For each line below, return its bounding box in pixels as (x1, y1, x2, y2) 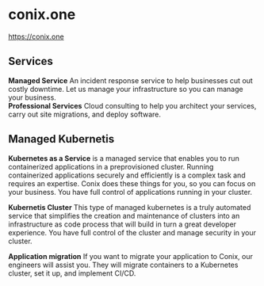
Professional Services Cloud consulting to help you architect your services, (8, 101, 257, 110)
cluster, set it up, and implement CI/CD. (8, 268, 136, 278)
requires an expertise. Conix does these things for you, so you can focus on (8, 178, 256, 188)
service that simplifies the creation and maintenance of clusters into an (8, 211, 240, 220)
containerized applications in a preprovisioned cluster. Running (8, 162, 214, 171)
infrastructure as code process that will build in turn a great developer (8, 219, 236, 229)
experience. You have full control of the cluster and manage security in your (8, 227, 256, 237)
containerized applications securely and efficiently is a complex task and (8, 170, 246, 180)
